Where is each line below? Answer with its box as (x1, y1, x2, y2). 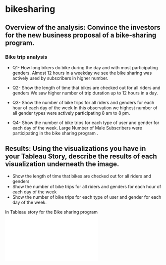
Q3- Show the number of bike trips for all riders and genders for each (12, 99, 155, 105)
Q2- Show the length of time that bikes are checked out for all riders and (12, 85, 161, 90)
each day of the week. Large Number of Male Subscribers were (12, 125, 142, 131)
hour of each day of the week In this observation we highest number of (12, 105, 158, 111)
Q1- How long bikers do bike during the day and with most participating (12, 64, 158, 70)
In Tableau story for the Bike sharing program (5, 209, 98, 215)
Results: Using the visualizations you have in (5, 144, 146, 153)
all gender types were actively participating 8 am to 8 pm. (12, 110, 130, 116)
